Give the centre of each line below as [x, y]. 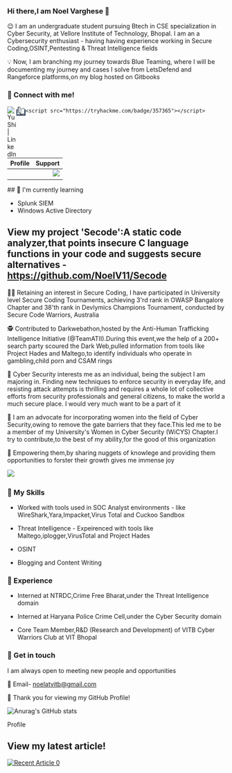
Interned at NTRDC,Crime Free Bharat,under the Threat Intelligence [113, 596]
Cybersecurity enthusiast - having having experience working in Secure [110, 41]
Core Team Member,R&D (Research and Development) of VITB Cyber [116, 630]
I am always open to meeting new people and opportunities [92, 670]
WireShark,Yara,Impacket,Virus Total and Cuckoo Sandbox [101, 515]
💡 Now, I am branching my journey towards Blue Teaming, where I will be [111, 62]
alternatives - [37, 265]
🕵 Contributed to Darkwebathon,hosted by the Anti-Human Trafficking [108, 329]
